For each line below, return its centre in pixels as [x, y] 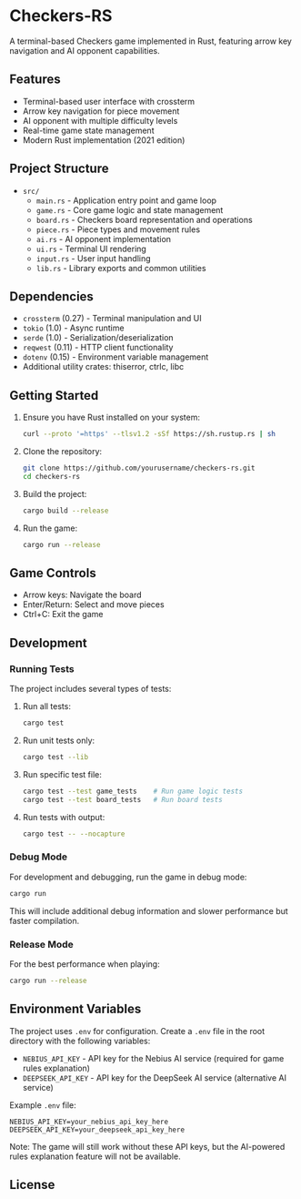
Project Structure [59, 169]
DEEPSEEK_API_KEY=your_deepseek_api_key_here [97, 1130]
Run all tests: [46, 706]
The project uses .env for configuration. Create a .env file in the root [137, 1031]
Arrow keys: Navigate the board [82, 595]
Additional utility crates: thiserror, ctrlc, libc [103, 367]
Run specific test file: [62, 774]
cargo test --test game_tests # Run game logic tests [133, 791]
